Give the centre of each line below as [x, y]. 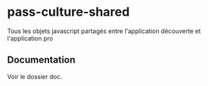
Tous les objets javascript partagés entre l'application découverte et [104, 31]
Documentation [41, 60]
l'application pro [30, 38]
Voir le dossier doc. [35, 76]
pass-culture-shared [68, 12]
